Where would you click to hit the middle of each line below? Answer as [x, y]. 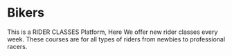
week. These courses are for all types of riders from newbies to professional [116, 39]
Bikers [26, 13]
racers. [17, 46]
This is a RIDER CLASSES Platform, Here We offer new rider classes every [113, 32]
